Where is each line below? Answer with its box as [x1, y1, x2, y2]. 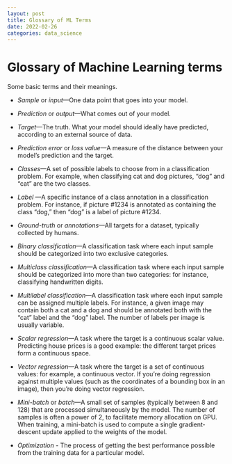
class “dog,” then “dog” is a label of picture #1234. [17, 208, 162, 216]
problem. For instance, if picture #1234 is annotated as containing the [17, 200, 217, 209]
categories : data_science [7, 29, 82, 37]
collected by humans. [17, 229, 79, 237]
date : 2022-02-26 [7, 23, 58, 30]
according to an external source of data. [17, 130, 133, 139]
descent [17, 428, 41, 436]
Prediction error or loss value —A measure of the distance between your [17, 144, 224, 152]
